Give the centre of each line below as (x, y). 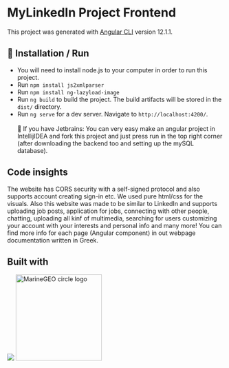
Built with (28, 262)
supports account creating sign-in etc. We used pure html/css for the (105, 196)
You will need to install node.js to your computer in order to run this (112, 70)
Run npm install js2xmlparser (61, 85)
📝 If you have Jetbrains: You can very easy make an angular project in (116, 128)
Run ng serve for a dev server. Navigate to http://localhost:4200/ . (112, 114)
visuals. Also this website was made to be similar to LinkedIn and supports (112, 203)
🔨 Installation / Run (48, 53)
